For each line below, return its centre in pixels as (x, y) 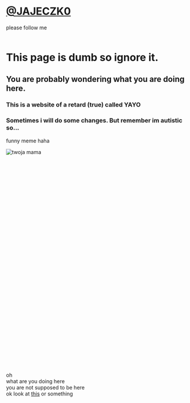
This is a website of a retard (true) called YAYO (74, 105)
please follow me (27, 28)
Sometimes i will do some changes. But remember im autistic (94, 121)
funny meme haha (28, 141)
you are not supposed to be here (45, 387)
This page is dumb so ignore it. (82, 58)
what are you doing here (36, 381)
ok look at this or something (39, 394)
